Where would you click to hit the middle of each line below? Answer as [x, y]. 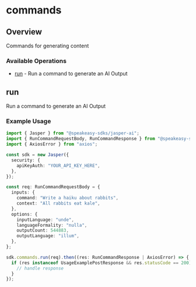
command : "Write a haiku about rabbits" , [67, 198]
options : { [24, 214]
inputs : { [23, 193]
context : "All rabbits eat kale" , [58, 203]
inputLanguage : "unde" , [45, 220]
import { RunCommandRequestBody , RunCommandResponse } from [81, 139]
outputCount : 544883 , [43, 231]
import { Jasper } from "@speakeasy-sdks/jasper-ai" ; [73, 133]
